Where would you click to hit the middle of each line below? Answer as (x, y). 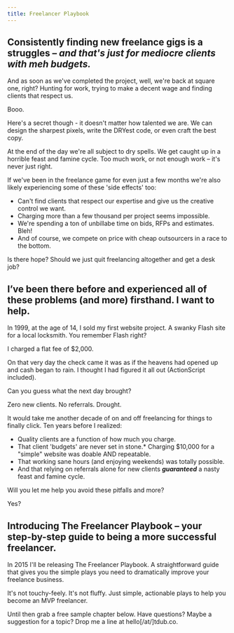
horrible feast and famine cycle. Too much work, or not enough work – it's (114, 159)
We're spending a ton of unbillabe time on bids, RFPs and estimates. (116, 224)
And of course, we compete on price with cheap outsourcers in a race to (122, 239)
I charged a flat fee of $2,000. (50, 349)
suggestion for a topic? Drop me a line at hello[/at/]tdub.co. (93, 622)
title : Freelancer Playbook (48, 14)
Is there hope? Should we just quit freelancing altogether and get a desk (111, 260)
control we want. (42, 208)
